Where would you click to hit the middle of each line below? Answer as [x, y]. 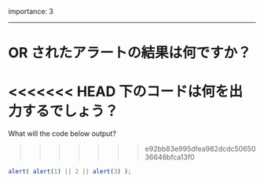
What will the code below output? [62, 134]
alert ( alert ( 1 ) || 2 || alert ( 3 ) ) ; [70, 172]
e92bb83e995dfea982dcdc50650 [200, 149]
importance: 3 [31, 11]
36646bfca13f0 [170, 157]
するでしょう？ [71, 111]
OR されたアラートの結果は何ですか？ [130, 53]
